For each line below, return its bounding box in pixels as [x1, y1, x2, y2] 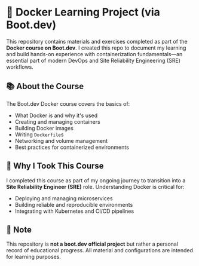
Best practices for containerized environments [14, 143, 130, 151]
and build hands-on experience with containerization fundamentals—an [6, 50, 183, 57]
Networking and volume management [14, 137, 108, 144]
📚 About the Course [6, 81, 84, 91]
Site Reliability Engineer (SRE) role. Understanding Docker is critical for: [6, 183, 185, 190]
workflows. [6, 63, 34, 71]
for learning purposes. [6, 253, 62, 261]
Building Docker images [14, 124, 74, 132]
